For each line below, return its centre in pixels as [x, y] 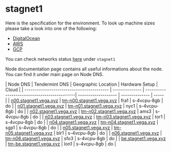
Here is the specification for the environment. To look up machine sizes [80, 23]
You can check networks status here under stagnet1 [60, 59]
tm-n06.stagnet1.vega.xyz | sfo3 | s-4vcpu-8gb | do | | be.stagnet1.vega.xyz [86, 138]
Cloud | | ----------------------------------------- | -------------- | [75, 89]
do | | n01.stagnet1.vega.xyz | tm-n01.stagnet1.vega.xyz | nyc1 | [72, 106]
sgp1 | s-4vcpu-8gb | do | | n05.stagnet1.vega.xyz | [59, 128]
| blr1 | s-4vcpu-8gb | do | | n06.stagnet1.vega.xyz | [108, 133]
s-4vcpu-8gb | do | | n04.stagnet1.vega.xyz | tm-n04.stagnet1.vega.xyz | [82, 122]
